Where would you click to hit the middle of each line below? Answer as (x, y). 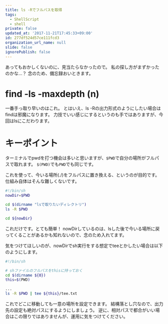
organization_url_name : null (36, 43)
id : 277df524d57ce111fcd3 (32, 38)
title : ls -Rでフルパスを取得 (34, 10)
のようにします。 (23, 252)
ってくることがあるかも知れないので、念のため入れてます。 (66, 235)
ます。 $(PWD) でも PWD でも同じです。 (59, 165)
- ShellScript (24, 19)
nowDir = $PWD (18, 196)
